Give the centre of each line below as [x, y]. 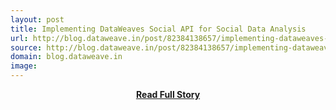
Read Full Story [168, 94]
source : [26, 47]
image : [24, 66]
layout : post [37, 19]
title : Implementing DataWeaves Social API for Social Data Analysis [158, 29]
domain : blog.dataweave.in [66, 57]
